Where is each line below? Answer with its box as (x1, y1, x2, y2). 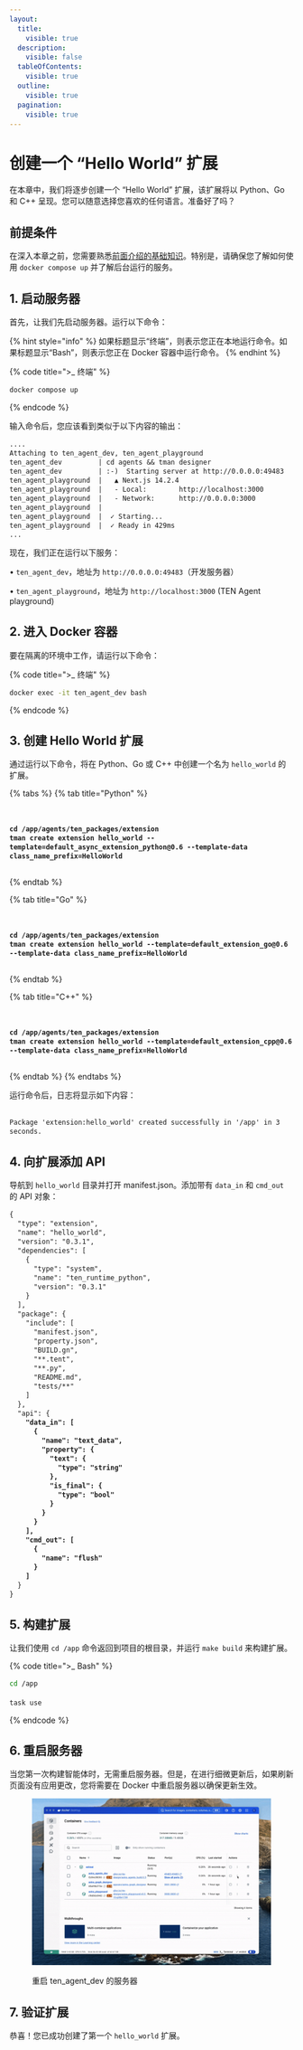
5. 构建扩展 (9, 1617, 70, 1632)
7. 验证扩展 (9, 2004, 69, 2020)
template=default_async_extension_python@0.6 (9, 843, 183, 852)
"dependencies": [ (17, 1246, 87, 1256)
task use (9, 1698, 42, 1707)
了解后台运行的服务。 (97, 262, 178, 273)
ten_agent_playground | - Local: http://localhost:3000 (9, 485, 264, 494)
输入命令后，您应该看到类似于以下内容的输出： (9, 420, 183, 431)
